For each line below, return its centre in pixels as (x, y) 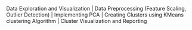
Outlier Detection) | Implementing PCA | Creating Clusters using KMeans (95, 15)
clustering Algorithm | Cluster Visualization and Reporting (77, 21)
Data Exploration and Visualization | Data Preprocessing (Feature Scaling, (96, 9)
